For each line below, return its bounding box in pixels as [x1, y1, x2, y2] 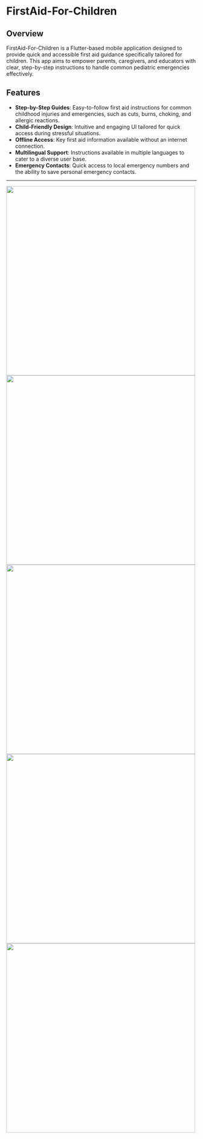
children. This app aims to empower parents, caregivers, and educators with [6, 58, 196, 64]
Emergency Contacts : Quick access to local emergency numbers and [14, 162, 190, 169]
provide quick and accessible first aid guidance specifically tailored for [6, 51, 182, 58]
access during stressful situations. [14, 129, 101, 137]
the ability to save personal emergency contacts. [14, 168, 137, 175]
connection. [14, 142, 45, 150]
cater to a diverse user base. [14, 155, 86, 162]
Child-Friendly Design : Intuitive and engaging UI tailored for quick [14, 123, 181, 130]
